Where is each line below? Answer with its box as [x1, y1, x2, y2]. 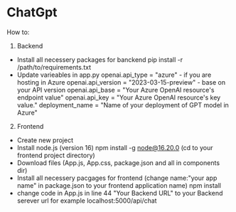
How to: [6, 28, 30, 36]
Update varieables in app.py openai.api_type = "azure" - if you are [16, 70, 212, 79]
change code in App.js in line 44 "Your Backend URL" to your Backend [16, 189, 223, 197]
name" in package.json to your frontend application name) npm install [16, 181, 222, 189]
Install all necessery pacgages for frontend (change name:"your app [16, 174, 218, 182]
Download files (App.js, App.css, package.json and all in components [16, 158, 220, 167]
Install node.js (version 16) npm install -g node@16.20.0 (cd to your [16, 143, 213, 152]
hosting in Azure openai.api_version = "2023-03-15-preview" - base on [16, 78, 225, 86]
